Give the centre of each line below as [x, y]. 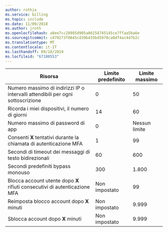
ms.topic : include [24, 19]
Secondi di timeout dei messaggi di [49, 152]
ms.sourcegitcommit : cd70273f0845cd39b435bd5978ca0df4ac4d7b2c [72, 38]
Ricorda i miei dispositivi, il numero [48, 109]
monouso [19, 172]
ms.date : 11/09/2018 [27, 24]
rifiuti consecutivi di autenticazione [49, 187]
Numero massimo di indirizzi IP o [46, 88]
